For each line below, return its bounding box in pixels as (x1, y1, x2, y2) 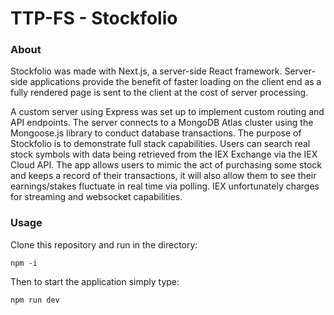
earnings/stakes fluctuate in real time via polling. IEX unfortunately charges (10, 180, 320, 192)
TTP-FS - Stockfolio (10, 7, 178, 30)
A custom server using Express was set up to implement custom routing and (10, 106, 325, 118)
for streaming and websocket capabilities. (10, 191, 183, 203)
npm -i (10, 258, 38, 268)
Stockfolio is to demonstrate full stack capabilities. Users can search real (10, 138, 311, 150)
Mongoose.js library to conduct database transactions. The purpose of (10, 127, 302, 139)
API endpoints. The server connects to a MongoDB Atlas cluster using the (10, 117, 314, 129)
